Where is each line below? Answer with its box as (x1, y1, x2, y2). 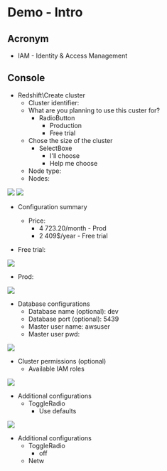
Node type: (28, 166, 62, 175)
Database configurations (17, 300, 90, 308)
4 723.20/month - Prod (38, 223, 107, 232)
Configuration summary (17, 202, 87, 211)
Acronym (7, 33, 49, 45)
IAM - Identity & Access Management (17, 51, 128, 60)
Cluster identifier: (28, 98, 80, 107)
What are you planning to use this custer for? (28, 106, 160, 115)
